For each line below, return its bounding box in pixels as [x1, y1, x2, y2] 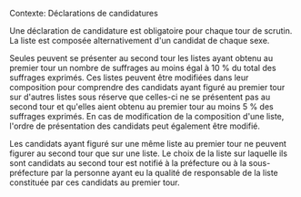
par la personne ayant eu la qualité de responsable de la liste [50, 168, 279, 178]
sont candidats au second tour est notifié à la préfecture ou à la [9, 158, 247, 168]
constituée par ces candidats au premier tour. [9, 177, 180, 188]
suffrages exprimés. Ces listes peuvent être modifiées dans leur [9, 72, 249, 83]
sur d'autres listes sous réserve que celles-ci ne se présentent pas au [9, 91, 271, 102]
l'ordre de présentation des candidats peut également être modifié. [9, 120, 261, 131]
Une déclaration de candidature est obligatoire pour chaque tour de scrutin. [9, 26, 293, 36]
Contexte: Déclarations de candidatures [9, 8, 159, 18]
